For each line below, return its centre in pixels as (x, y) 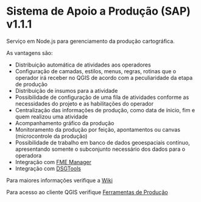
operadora (28, 155)
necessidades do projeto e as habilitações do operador (84, 103)
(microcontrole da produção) (51, 136)
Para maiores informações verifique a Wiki (59, 180)
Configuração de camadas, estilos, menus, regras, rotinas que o (96, 71)
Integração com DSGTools (48, 168)
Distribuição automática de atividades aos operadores (83, 65)
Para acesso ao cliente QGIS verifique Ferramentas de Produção (87, 192)
